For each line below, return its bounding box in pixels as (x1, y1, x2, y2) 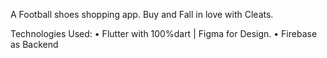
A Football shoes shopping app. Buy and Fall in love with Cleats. (10, 9, 274, 20)
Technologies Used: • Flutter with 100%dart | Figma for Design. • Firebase (10, 28, 318, 39)
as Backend (10, 39, 59, 50)
